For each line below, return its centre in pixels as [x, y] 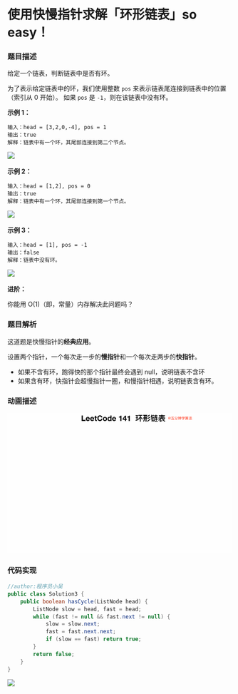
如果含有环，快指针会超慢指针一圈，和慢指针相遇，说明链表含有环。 [118, 381]
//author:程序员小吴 [35, 587]
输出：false [24, 253]
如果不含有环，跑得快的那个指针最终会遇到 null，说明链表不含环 [111, 372]
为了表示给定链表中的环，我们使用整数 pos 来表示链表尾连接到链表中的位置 [117, 88]
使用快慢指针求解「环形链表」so [102, 15]
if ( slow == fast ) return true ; [93, 639]
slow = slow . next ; [73, 624]
